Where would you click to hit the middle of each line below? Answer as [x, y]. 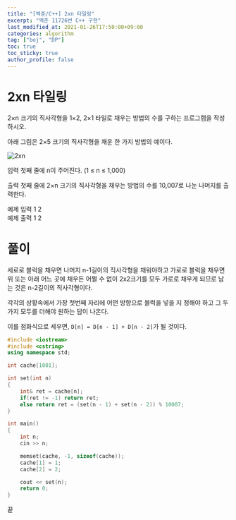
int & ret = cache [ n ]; [51, 391]
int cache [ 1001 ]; [33, 365]
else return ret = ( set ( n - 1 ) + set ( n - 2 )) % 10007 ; [102, 404]
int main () [23, 424]
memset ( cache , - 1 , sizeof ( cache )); [72, 456]
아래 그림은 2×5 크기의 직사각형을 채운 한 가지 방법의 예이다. [90, 141]
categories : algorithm [41, 34]
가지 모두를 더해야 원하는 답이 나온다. [58, 311]
